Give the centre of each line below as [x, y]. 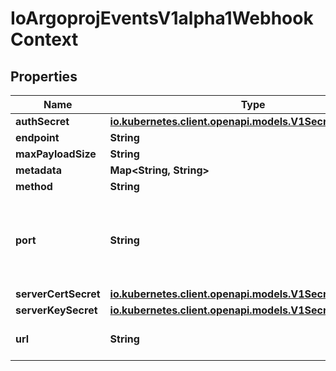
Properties [44, 76]
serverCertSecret [58, 294]
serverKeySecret [56, 310]
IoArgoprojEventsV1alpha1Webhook [162, 18]
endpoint [37, 137]
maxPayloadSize [56, 154]
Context [44, 39]
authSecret [42, 121]
